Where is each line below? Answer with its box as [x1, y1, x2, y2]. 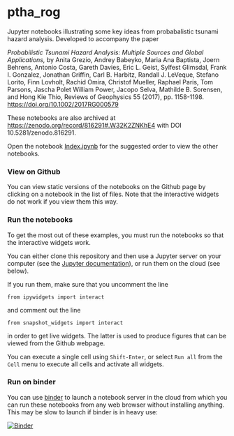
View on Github [7, 167, 61, 176]
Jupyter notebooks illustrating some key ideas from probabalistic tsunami [7, 27, 219, 36]
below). [7, 266, 29, 275]
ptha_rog [7, 4, 61, 20]
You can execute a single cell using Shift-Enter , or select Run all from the [7, 352, 223, 361]
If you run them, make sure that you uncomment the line [7, 280, 169, 288]
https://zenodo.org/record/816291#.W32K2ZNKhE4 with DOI [7, 121, 182, 129]
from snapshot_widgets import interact [7, 319, 124, 326]
